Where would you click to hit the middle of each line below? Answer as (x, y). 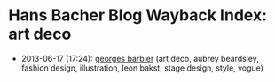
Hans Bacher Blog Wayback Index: (138, 15)
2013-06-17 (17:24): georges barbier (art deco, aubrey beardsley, (140, 58)
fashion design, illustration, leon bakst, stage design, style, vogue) (142, 68)
